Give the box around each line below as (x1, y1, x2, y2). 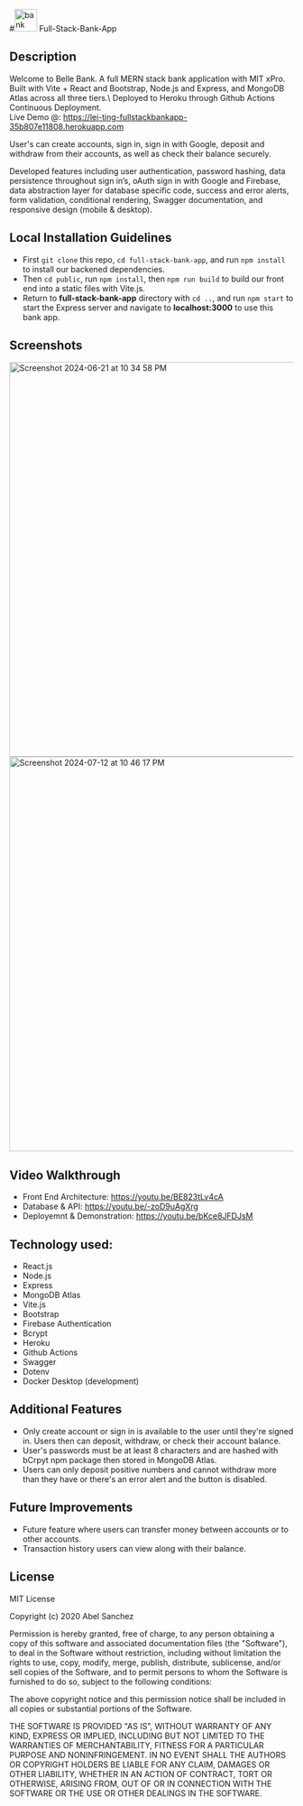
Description (9, 50, 77, 65)
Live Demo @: (9, 111, 61, 122)
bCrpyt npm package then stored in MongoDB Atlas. (22, 1454, 217, 1465)
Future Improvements (9, 1500, 133, 1516)
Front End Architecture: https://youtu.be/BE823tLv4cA (22, 1192, 224, 1202)
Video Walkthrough (9, 1167, 121, 1183)
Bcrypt (22, 1328, 48, 1339)
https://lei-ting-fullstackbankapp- (62, 111, 188, 122)
